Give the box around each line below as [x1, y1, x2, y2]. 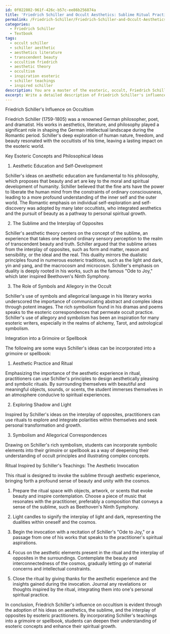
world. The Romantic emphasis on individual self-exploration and [5, 200, 141, 206]
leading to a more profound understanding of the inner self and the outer [5, 194, 157, 201]
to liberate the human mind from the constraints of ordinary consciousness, [5, 189, 163, 195]
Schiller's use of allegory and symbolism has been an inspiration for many [5, 314, 159, 321]
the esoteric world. [5, 143, 45, 149]
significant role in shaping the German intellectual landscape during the [5, 127, 154, 133]
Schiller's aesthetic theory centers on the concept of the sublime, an [5, 230, 148, 236]
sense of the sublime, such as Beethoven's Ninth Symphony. [12, 504, 139, 510]
